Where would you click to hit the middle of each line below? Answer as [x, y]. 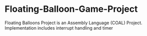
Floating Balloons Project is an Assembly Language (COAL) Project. [73, 23]
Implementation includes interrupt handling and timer [59, 28]
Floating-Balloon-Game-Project [71, 9]
